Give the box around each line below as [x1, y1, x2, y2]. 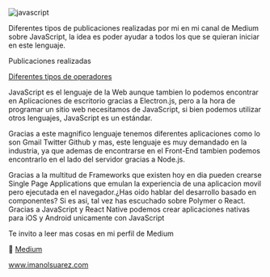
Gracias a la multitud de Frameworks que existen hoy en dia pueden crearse [8, 170, 262, 179]
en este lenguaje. [8, 40, 66, 50]
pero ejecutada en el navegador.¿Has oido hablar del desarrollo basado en [8, 187, 257, 197]
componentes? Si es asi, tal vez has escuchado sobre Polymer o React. [8, 196, 246, 205]
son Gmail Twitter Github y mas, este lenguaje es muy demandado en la [8, 137, 247, 147]
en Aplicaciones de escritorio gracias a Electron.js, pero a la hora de [8, 96, 236, 105]
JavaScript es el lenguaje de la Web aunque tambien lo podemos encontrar [8, 87, 259, 97]
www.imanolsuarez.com [8, 260, 89, 270]
